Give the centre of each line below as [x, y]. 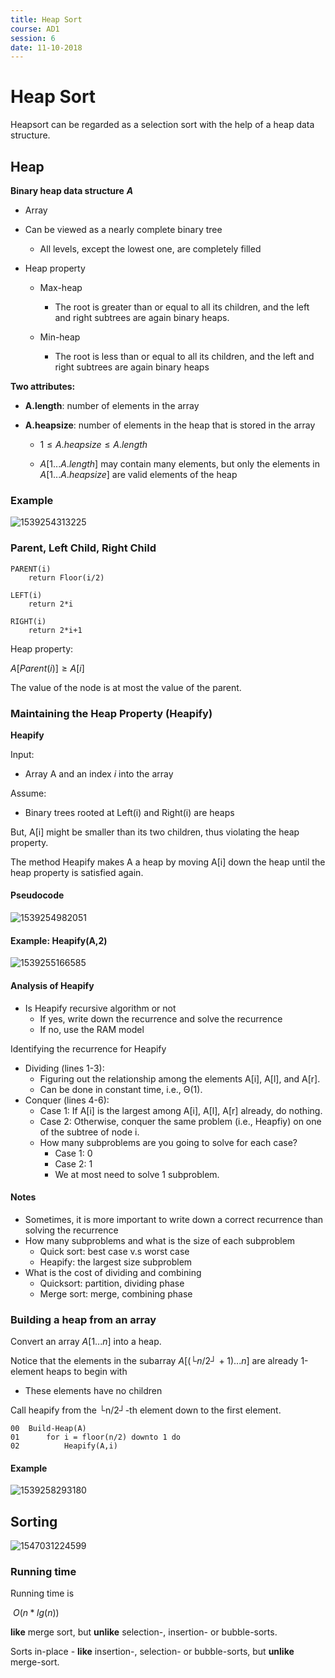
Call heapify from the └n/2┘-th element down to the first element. [146, 1410]
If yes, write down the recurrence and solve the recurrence [161, 1018]
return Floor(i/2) [66, 577]
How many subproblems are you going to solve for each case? [168, 1142]
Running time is [42, 1593]
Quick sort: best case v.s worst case [114, 1251]
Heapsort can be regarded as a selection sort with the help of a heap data [162, 125]
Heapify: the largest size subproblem [116, 1262]
